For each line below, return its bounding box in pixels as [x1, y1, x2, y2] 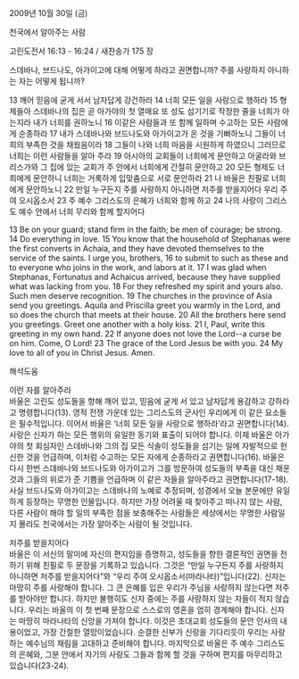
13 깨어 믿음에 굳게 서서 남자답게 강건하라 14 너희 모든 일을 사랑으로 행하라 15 [9, 95, 278, 105]
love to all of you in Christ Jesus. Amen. [9, 347, 155, 358]
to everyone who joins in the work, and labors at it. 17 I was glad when [9, 262, 267, 272]
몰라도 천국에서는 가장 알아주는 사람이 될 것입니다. [18, 518, 193, 529]
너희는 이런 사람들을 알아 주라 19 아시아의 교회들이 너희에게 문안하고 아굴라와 [9, 151, 277, 161]
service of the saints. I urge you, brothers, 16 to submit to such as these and [9, 253, 288, 263]
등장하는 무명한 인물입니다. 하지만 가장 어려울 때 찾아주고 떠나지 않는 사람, [25, 496, 283, 507]
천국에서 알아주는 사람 [9, 27, 87, 37]
